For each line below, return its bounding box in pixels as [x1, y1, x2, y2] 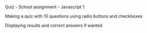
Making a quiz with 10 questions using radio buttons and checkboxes [5, 13, 143, 19]
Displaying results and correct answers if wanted [5, 22, 103, 28]
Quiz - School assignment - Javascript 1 [5, 4, 85, 10]
